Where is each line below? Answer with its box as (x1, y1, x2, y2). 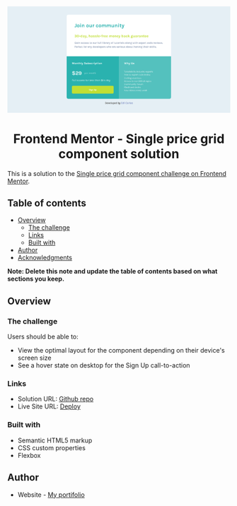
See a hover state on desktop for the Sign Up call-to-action (17, 361, 190, 370)
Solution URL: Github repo (17, 395, 94, 404)
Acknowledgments (17, 254, 73, 262)
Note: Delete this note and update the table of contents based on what (7, 267, 218, 276)
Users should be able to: (7, 332, 79, 341)
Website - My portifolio (17, 490, 85, 499)
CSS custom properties (17, 443, 86, 452)
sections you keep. (7, 275, 65, 283)
